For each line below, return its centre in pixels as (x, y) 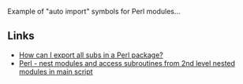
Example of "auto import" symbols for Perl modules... (94, 11)
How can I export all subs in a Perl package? (91, 55)
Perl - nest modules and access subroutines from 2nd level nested (127, 63)
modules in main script (56, 71)
